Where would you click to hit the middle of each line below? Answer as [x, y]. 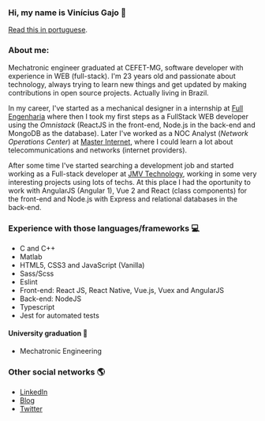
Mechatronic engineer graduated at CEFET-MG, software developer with [126, 67]
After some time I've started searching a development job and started [121, 165]
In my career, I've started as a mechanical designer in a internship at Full [126, 108]
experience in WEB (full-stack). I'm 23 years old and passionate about [122, 76]
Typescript [37, 306]
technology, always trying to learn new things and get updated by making [127, 84]
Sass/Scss [37, 273]
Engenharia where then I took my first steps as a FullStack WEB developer [129, 116]
